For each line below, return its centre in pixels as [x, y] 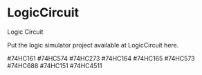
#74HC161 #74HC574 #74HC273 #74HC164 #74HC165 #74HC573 [101, 58]
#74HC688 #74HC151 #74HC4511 [55, 65]
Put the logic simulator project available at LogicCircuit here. [93, 45]
